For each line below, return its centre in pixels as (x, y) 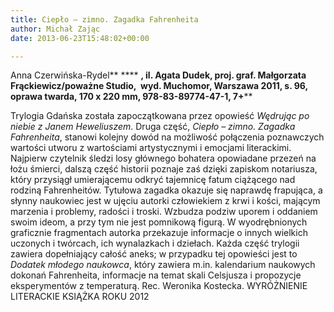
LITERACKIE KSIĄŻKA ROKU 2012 (80, 297)
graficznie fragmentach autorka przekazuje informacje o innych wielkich (159, 233)
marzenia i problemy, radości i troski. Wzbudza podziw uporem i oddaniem (164, 212)
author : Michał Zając (55, 29)
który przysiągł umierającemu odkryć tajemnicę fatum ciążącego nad (153, 180)
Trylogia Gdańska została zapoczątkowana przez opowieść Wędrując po (160, 116)
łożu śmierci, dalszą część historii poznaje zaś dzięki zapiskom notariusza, (164, 169)
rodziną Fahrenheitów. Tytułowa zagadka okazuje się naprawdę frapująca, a (166, 190)
